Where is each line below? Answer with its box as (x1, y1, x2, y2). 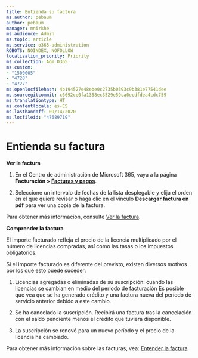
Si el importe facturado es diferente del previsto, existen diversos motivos (6, 261, 187, 268)
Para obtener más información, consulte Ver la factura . (6, 213, 141, 221)
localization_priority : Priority (6, 53, 89, 59)
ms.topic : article (6, 36, 52, 42)
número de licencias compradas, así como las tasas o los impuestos (6, 243, 174, 250)
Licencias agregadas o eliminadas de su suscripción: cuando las (14, 279, 174, 286)
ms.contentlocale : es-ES (6, 103, 68, 109)
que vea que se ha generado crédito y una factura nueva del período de (14, 291, 192, 298)
